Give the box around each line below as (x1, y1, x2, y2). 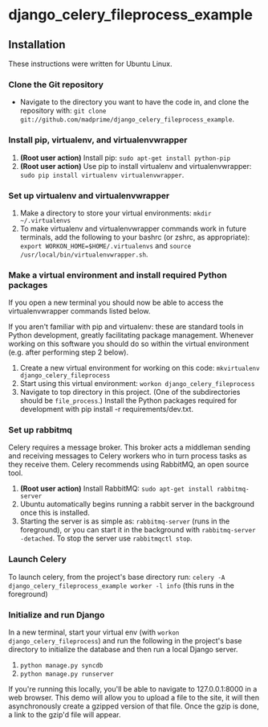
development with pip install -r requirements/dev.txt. (19, 405, 194, 414)
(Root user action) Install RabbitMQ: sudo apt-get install (19, 484, 214, 494)
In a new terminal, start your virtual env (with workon (8, 627, 180, 637)
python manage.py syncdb (19, 662, 104, 670)
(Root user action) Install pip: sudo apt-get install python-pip (19, 153, 231, 162)
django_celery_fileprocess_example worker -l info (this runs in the (8, 581, 235, 590)
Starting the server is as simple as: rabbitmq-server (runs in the (19, 516, 230, 526)
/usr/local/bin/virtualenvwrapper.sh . (19, 249, 148, 259)
